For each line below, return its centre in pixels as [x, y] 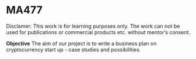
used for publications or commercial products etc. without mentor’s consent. [98, 32]
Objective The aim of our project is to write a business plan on [81, 43]
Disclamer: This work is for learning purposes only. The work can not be [93, 26]
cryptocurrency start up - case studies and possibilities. [73, 49]
